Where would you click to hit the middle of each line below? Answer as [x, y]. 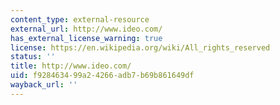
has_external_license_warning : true [86, 38]
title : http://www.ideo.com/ [71, 66]
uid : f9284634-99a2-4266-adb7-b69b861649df [102, 76]
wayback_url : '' [44, 85]
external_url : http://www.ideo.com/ [86, 29]
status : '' [33, 57]
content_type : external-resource [80, 19]
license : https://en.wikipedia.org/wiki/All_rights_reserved [140, 47]
